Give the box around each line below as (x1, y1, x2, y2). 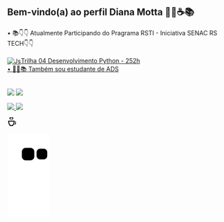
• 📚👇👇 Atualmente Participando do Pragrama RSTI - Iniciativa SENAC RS (7, 28, 218, 37)
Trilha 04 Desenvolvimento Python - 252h (20, 56, 141, 65)
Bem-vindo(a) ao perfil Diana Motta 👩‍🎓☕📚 (7, 6, 195, 18)
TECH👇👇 (7, 39, 34, 47)
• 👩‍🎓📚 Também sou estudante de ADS (7, 65, 119, 74)
